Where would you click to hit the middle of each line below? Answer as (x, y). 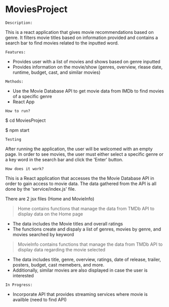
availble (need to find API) (39, 299)
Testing (13, 139)
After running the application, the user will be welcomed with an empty (79, 149)
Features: (16, 52)
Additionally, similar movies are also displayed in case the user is (80, 270)
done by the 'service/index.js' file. (40, 189)
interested (23, 275)
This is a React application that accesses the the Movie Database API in (80, 178)
